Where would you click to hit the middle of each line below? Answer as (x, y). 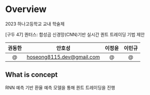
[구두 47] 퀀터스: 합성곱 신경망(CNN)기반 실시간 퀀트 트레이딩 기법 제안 (75, 34)
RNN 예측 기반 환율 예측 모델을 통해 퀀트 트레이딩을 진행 (60, 87)
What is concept (31, 75)
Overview (26, 9)
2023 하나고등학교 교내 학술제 (35, 24)
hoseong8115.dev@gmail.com (63, 57)
